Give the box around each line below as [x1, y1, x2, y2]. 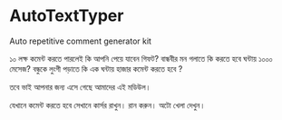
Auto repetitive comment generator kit [9, 35, 152, 46]
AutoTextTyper [9, 5, 124, 26]
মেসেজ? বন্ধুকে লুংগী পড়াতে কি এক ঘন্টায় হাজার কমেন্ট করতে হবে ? [9, 63, 183, 74]
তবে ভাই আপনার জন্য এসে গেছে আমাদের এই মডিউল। [9, 81, 151, 92]
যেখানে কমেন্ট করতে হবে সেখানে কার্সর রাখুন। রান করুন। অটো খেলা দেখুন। [9, 99, 206, 110]
